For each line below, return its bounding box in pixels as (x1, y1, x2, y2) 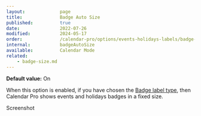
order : (6, 36, 23, 42)
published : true (6, 20, 71, 26)
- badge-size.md (17, 58, 58, 64)
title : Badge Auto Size (6, 14, 100, 20)
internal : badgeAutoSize (6, 42, 95, 48)
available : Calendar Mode (6, 48, 95, 54)
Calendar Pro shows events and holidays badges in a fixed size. (6, 93, 163, 100)
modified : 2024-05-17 (6, 31, 87, 37)
